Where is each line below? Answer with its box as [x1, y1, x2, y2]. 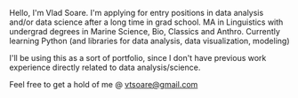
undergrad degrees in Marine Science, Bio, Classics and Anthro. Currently [9, 26, 280, 36]
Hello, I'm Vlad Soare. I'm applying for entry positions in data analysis [9, 8, 264, 18]
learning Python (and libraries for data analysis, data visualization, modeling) [9, 35, 290, 46]
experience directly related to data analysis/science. [9, 62, 201, 72]
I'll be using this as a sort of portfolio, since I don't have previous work [9, 53, 267, 63]
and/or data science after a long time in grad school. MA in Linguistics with [9, 17, 284, 27]
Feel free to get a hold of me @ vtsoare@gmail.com [9, 79, 198, 89]
